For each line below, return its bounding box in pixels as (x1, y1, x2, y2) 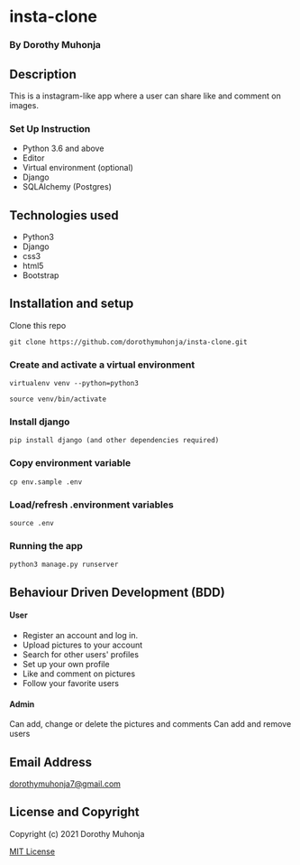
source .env (9, 519, 54, 528)
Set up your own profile (22, 658, 110, 669)
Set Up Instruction (9, 122, 91, 135)
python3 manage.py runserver (9, 560, 119, 570)
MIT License (9, 846, 56, 857)
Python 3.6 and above (22, 143, 105, 154)
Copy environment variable (9, 457, 132, 470)
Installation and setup (9, 296, 134, 312)
